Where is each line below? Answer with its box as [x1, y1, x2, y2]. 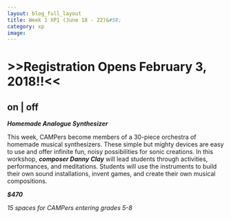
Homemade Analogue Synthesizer [7, 120, 108, 128]
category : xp [7, 23, 45, 30]
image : [7, 29, 26, 37]
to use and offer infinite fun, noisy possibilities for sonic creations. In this [7, 148, 214, 156]
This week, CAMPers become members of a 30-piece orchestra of [7, 133, 197, 142]
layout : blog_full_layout [7, 10, 81, 17]
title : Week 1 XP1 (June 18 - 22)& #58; [7, 17, 122, 23]
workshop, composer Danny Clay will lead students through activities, [7, 155, 208, 163]
